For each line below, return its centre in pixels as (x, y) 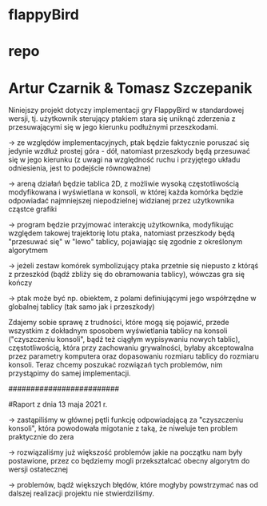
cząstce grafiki (33, 209)
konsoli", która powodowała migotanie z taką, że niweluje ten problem (123, 428)
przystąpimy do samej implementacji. (70, 373)
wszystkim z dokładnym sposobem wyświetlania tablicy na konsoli (118, 331)
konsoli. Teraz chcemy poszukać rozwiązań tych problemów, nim (116, 365)
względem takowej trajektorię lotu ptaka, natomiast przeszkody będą (122, 233)
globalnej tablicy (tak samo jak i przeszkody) (82, 307)
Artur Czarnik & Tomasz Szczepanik (130, 88)
